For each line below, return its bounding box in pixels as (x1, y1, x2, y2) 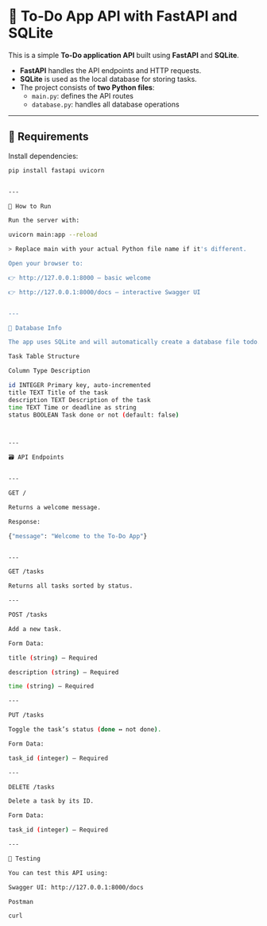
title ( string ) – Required (8, 653, 98, 662)
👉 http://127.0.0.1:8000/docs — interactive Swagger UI (8, 288, 201, 296)
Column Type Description (8, 367, 91, 375)
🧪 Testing (8, 854, 41, 862)
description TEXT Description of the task (8, 396, 151, 404)
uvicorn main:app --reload (8, 231, 98, 239)
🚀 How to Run (8, 202, 52, 210)
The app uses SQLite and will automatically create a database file (8, 338, 240, 347)
